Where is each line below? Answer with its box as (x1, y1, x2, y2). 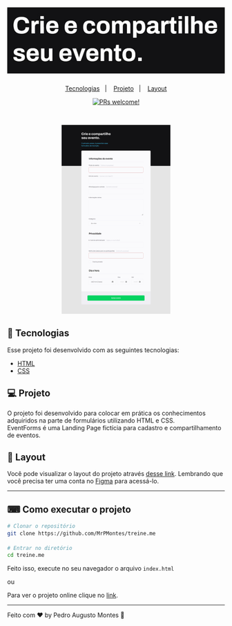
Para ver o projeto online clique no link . (7, 591, 119, 600)
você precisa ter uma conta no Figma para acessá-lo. (7, 477, 159, 486)
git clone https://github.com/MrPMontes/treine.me (7, 530, 156, 537)
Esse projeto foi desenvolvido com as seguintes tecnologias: (7, 346, 180, 354)
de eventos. (7, 431, 41, 439)
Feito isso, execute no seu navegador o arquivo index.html (7, 564, 175, 573)
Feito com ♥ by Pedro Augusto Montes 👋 (7, 611, 125, 619)
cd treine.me (7, 552, 45, 559)
